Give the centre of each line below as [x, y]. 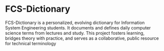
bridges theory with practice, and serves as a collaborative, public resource [82, 38]
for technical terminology [31, 43]
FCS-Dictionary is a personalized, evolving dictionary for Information [75, 23]
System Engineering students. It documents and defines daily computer [78, 27]
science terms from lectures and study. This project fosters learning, [75, 33]
